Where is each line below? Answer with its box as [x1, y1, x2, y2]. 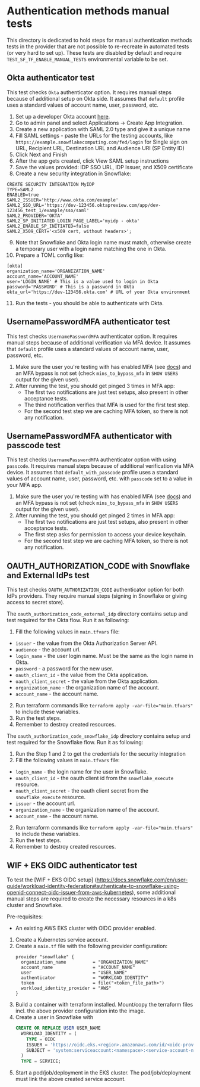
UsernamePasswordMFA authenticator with [7, 431, 172, 441]
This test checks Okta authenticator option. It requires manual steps [7, 88, 172, 96]
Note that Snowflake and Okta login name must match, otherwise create [15, 238, 192, 246]
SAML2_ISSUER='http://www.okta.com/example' [7, 197, 119, 203]
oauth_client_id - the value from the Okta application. [15, 672, 148, 679]
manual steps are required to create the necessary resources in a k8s [7, 895, 177, 902]
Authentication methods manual [7, 4, 170, 18]
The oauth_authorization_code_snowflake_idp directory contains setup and [7, 732, 191, 740]
